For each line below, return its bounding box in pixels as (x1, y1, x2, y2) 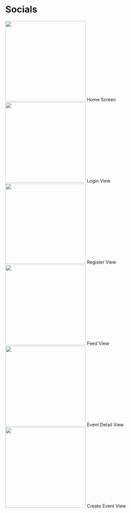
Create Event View (86, 503, 126, 509)
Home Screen (86, 96, 116, 102)
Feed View (86, 340, 109, 346)
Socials (5, 4, 38, 15)
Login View (86, 177, 110, 184)
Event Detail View (86, 422, 124, 428)
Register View (86, 259, 117, 265)
